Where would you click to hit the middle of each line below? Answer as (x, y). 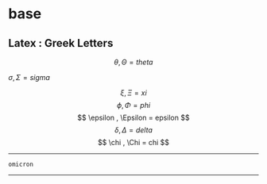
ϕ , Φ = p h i (133, 105)
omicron (21, 164)
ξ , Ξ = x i (133, 93)
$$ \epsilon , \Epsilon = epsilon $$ (133, 117)
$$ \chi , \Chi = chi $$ (133, 142)
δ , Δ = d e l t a (133, 130)
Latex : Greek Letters (61, 43)
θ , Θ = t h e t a (133, 62)
